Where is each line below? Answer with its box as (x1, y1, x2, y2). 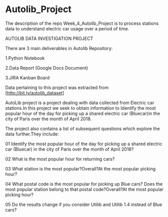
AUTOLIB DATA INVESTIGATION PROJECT (5, 35, 93, 41)
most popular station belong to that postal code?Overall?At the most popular (5, 186, 164, 192)
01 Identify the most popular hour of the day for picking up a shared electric (5, 141, 162, 147)
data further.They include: (5, 131, 59, 137)
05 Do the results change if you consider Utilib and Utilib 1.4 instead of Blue (5, 201, 162, 207)
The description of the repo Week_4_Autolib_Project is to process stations (5, 20, 159, 26)
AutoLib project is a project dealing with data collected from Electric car (5, 100, 154, 106)
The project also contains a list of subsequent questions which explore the (5, 125, 160, 132)
